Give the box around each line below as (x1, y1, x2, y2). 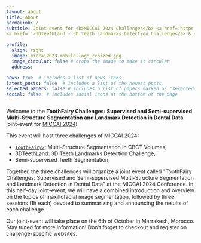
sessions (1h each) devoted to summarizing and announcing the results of (6, 199, 188, 207)
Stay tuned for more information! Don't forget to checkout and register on (6, 224, 187, 230)
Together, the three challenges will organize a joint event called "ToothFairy (6, 168, 193, 175)
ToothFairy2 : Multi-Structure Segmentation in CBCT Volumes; (14, 144, 167, 150)
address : (11, 64, 33, 70)
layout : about (6, 8, 42, 15)
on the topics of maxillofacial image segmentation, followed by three (6, 193, 175, 200)
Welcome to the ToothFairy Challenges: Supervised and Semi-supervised (6, 108, 193, 115)
